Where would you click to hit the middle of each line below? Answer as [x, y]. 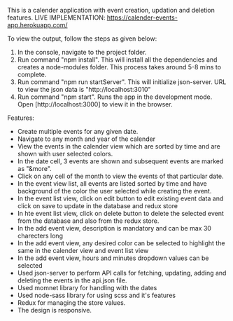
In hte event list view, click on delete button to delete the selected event [120, 213]
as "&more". [35, 169]
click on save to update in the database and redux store [98, 206]
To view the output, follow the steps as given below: [82, 39]
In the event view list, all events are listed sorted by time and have [112, 184]
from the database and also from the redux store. [88, 221]
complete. [32, 74]
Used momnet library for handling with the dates [87, 288]
